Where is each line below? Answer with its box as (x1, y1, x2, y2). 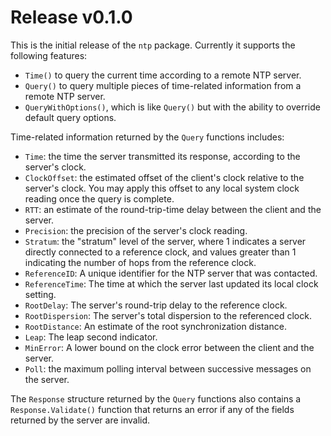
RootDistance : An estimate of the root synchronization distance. (24, 320, 287, 332)
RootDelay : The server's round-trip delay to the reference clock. (24, 299, 288, 311)
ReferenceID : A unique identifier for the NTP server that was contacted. (24, 267, 318, 279)
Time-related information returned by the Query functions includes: (10, 131, 285, 143)
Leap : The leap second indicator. (24, 331, 158, 343)
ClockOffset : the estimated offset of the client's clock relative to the (24, 171, 305, 183)
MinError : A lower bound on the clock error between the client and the (24, 341, 315, 353)
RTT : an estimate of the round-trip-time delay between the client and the (24, 203, 322, 215)
